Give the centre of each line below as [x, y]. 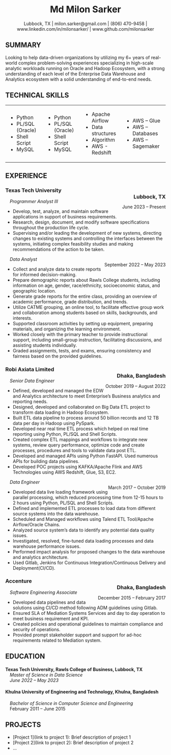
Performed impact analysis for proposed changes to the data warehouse [89, 551]
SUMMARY [23, 45]
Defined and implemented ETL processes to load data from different [84, 508]
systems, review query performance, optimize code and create [79, 445]
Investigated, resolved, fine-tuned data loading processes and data [83, 541]
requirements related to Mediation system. [57, 640]
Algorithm [103, 140]
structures [104, 133]
